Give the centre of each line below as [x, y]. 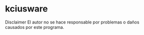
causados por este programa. [35, 27]
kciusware [27, 9]
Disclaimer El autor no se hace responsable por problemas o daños [72, 22]
